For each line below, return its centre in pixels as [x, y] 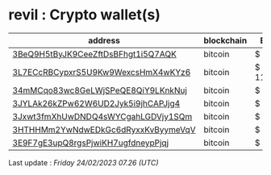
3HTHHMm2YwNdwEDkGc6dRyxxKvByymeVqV [104, 129]
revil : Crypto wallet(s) [85, 15]
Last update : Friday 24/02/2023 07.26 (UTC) [83, 162]
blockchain [225, 40]
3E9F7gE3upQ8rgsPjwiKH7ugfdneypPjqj [91, 143]
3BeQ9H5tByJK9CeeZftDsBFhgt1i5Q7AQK [95, 54]
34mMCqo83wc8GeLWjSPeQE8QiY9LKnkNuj [100, 90]
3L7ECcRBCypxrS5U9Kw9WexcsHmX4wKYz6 [102, 72]
